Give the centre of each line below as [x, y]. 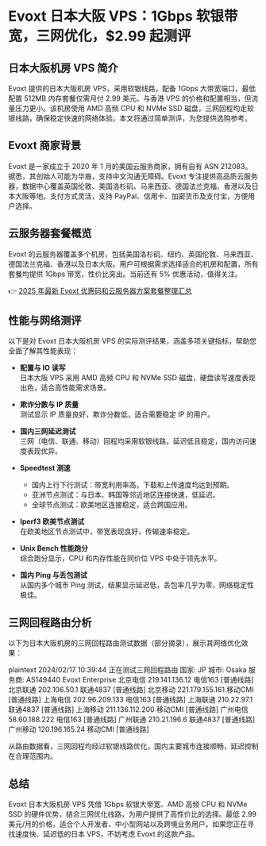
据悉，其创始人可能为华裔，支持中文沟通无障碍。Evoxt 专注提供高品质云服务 [133, 176]
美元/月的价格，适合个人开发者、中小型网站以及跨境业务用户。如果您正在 [128, 824]
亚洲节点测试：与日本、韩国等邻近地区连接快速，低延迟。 [125, 495]
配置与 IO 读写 [42, 368]
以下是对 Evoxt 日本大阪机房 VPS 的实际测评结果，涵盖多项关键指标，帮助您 [132, 341]
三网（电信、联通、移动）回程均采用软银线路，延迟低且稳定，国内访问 [135, 441]
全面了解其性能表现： [43, 351]
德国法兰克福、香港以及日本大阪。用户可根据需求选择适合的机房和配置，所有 [133, 263]
